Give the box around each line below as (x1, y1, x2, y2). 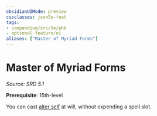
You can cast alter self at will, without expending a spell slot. (6, 103, 152, 110)
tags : (6, 19, 19, 25)
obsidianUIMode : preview (6, 8, 67, 15)
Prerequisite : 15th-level (6, 91, 63, 98)
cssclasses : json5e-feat (6, 14, 67, 20)
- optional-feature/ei (6, 30, 62, 36)
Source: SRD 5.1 (6, 80, 45, 87)
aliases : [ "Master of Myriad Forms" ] (6, 36, 98, 42)
